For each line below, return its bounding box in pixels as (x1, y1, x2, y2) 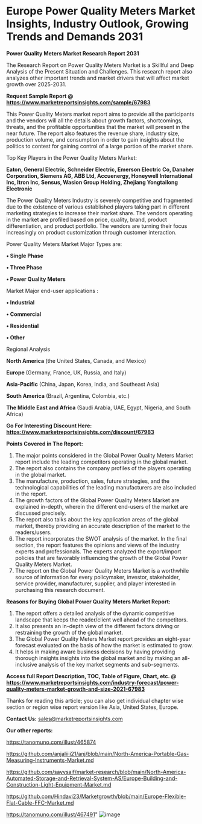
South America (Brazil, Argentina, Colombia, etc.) (6, 392, 130, 399)
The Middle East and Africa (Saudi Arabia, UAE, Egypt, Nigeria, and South (6, 404, 191, 411)
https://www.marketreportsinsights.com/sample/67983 (6, 98, 151, 106)
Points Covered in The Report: (6, 440, 83, 447)
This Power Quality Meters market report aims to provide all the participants (6, 110, 195, 118)
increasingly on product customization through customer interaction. (6, 228, 177, 236)
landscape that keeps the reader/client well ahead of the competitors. (14, 616, 188, 623)
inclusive (14, 661, 37, 668)
